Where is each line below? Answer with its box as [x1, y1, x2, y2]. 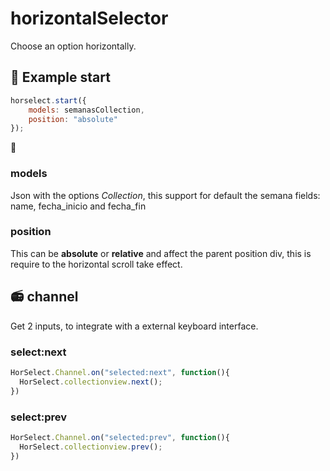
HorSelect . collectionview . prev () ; [19, 442, 163, 452]
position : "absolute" [28, 114, 118, 124]
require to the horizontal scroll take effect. [10, 258, 183, 270]
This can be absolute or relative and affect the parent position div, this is [10, 247, 312, 259]
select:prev [10, 410, 68, 424]
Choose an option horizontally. [10, 40, 137, 52]
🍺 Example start [10, 69, 111, 86]
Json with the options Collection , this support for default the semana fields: [10, 189, 321, 201]
